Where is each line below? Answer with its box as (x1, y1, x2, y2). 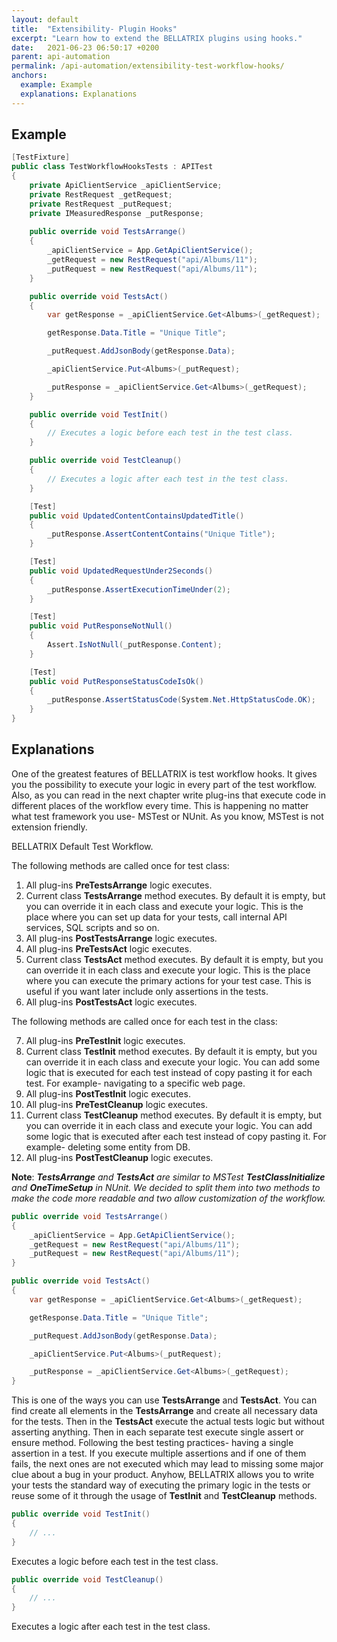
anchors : (11, 71, 48, 81)
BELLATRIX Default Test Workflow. (11, 840, 154, 852)
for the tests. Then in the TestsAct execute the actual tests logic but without (11, 1416, 325, 1428)
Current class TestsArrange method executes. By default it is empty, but (25, 889, 326, 901)
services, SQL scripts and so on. (25, 921, 160, 933)
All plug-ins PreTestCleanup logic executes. (25, 1098, 208, 1110)
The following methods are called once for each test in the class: (11, 1015, 278, 1027)
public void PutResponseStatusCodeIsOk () (29, 676, 204, 686)
